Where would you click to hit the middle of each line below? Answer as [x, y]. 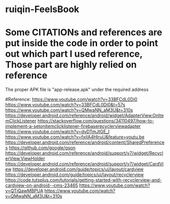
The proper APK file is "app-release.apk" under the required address [77, 90]
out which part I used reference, [74, 54]
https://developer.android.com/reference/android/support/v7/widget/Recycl [84, 153]
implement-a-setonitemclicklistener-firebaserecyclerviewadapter [73, 126]
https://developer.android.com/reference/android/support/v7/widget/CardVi [84, 164]
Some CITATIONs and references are [84, 33]
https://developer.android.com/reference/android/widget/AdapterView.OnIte [84, 115]
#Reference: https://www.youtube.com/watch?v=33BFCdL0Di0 [71, 99]
